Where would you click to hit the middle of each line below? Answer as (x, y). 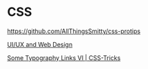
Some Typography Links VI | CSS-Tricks (64, 58)
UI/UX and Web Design (40, 44)
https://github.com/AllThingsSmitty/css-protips (74, 31)
